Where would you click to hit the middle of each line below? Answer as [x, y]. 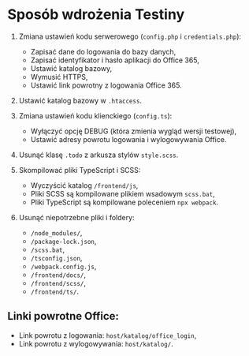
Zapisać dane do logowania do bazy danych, [103, 51]
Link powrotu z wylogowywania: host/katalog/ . [96, 343]
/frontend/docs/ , [58, 275]
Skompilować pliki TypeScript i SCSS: [80, 170]
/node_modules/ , [56, 232]
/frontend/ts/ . [55, 291]
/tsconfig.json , [56, 257]
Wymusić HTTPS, [59, 77]
